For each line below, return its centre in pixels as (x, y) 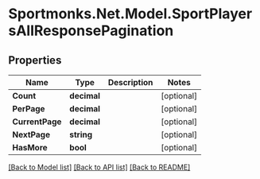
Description (130, 82)
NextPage (31, 134)
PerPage (29, 109)
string (81, 134)
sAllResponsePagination (91, 31)
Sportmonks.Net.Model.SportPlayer (130, 14)
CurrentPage (37, 122)
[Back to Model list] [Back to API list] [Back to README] (99, 167)
